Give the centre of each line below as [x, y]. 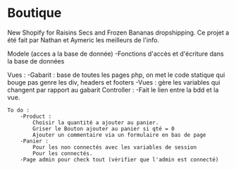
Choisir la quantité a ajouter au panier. [96, 122]
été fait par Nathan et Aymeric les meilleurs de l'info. [83, 40]
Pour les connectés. [63, 153]
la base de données [36, 61]
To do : [19, 110]
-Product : [36, 116]
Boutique [35, 13]
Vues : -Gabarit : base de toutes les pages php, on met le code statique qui [116, 75]
